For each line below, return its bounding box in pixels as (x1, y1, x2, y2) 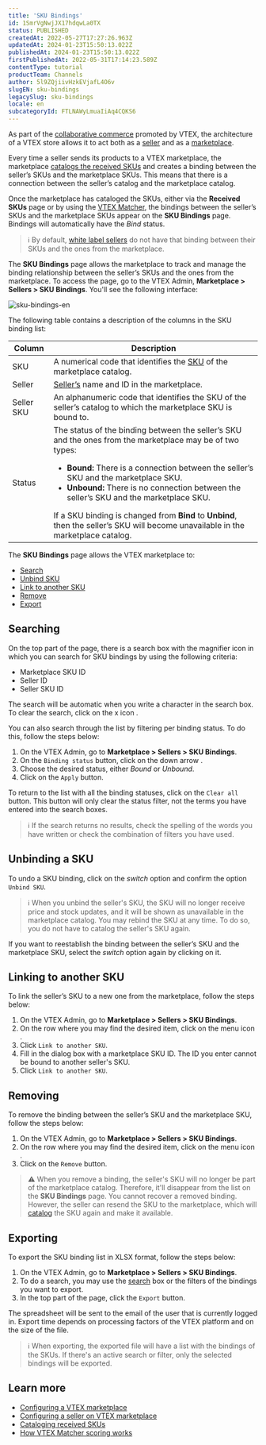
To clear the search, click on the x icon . (8, 707, 139, 717)
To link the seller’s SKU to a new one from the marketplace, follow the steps (8, 992, 255, 1001)
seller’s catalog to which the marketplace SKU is (53, 402, 233, 413)
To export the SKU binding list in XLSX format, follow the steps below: (8, 1252, 236, 1262)
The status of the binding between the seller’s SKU (53, 425, 242, 435)
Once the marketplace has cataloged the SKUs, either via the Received (8, 194, 241, 203)
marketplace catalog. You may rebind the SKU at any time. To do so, (27, 915, 251, 925)
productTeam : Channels (8, 71, 83, 79)
